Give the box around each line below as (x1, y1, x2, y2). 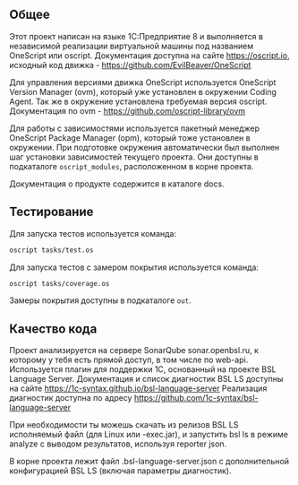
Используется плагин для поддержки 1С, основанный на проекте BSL (9, 364, 277, 375)
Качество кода (9, 321, 98, 336)
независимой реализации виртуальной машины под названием (9, 40, 253, 51)
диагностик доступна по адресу (9, 393, 132, 403)
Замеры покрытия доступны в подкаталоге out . (9, 295, 192, 306)
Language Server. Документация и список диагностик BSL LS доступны (9, 374, 284, 385)
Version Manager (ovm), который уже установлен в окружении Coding (9, 86, 277, 97)
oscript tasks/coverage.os (9, 279, 110, 288)
